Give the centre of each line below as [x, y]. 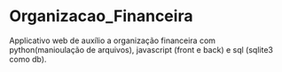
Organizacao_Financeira [101, 16]
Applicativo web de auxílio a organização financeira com [112, 40]
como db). [28, 59]
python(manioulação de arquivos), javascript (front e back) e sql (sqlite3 [141, 49]
